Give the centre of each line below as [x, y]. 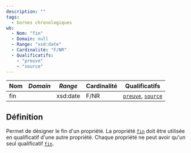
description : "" [26, 11]
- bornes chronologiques [42, 22]
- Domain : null [30, 39]
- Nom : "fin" [27, 34]
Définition [24, 117]
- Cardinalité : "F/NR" [39, 50]
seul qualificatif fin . [30, 144]
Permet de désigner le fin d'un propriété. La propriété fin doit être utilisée [95, 131]
